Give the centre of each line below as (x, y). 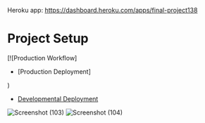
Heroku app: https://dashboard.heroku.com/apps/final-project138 (103, 10)
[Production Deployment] (54, 71)
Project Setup (48, 39)
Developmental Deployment (58, 98)
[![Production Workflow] (42, 58)
